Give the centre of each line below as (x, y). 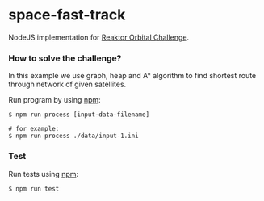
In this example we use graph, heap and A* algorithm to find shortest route (132, 76)
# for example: (34, 129)
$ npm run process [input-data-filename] (79, 115)
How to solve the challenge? (65, 58)
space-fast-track (67, 15)
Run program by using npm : (54, 100)
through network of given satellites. (67, 84)
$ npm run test (34, 188)
